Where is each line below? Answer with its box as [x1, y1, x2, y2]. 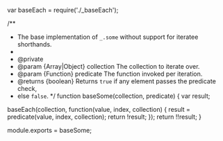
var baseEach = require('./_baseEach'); [7, 6, 119, 14]
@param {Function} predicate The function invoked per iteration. [17, 69, 203, 78]
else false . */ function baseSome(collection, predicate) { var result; [17, 92, 210, 100]
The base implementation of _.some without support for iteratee [17, 33, 199, 41]
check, [17, 85, 37, 92]
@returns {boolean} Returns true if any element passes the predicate [17, 77, 217, 85]
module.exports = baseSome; [7, 126, 92, 134]
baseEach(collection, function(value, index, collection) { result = [7, 106, 191, 113]
